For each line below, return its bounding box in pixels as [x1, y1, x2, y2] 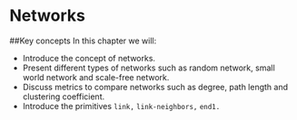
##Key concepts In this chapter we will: [9, 35, 157, 46]
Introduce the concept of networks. [22, 52, 156, 63]
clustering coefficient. [22, 91, 105, 102]
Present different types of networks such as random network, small [22, 62, 275, 73]
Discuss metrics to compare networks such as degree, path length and [22, 81, 289, 92]
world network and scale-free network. [22, 71, 170, 82]
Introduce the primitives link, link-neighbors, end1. [22, 100, 221, 111]
